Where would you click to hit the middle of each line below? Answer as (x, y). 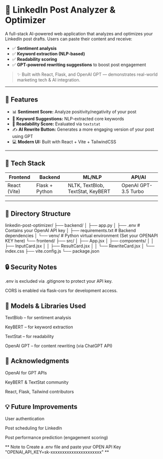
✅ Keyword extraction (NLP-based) (49, 53)
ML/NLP (92, 177)
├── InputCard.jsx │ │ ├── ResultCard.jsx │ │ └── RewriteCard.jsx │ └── (80, 246)
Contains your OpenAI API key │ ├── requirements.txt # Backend (71, 231)
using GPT (23, 136)
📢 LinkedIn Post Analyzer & (60, 10)
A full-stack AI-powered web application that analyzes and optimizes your (79, 34)
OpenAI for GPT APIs (26, 373)
